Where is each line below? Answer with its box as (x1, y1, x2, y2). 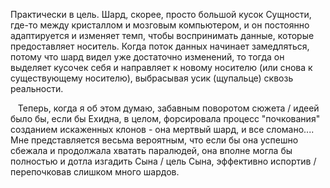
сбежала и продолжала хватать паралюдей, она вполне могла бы (10, 145, 293, 156)
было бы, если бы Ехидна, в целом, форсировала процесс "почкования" (10, 113, 321, 124)
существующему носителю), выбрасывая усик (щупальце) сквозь (10, 72, 294, 84)
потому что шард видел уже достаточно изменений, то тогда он (10, 51, 285, 63)
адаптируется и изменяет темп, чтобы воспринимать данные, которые (10, 30, 315, 41)
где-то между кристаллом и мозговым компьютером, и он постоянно (10, 19, 310, 31)
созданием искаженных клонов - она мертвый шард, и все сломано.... (10, 124, 315, 135)
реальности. (10, 83, 64, 94)
